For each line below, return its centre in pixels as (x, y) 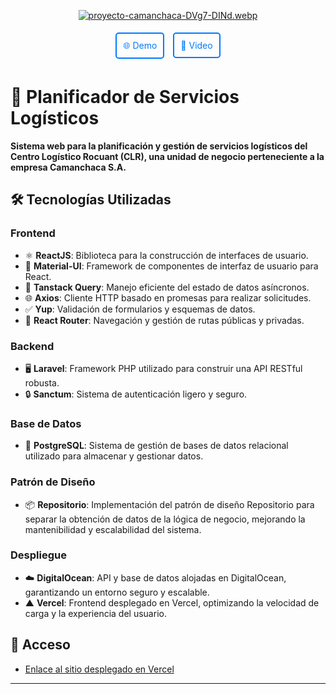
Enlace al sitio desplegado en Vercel (99, 669)
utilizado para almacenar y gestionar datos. (114, 456)
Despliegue (38, 555)
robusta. (42, 382)
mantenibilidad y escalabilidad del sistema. (113, 529)
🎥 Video (196, 45)
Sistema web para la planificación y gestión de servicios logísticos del (159, 146)
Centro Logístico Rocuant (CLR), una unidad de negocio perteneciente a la (167, 156)
